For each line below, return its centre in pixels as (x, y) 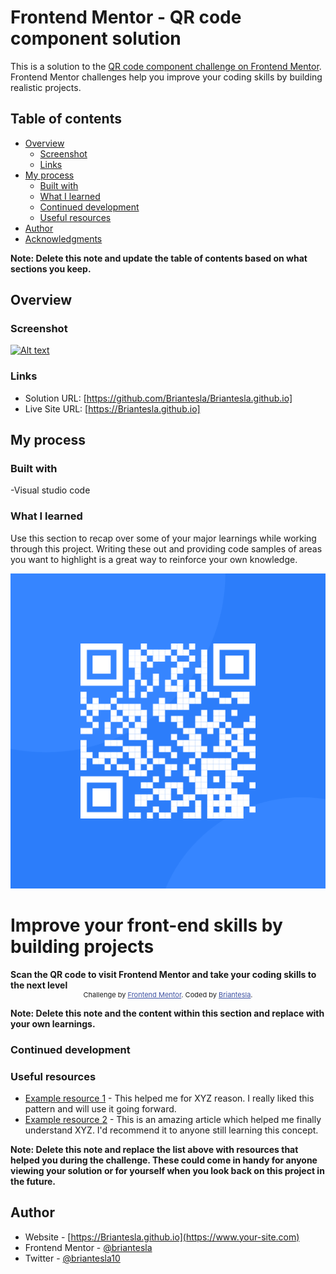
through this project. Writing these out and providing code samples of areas (166, 548)
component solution (96, 38)
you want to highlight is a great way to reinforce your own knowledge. (154, 559)
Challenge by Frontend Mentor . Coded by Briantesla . (168, 994)
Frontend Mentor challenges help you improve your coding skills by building (166, 77)
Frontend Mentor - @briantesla (88, 1247)
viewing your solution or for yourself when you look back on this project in (167, 1170)
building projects (82, 946)
